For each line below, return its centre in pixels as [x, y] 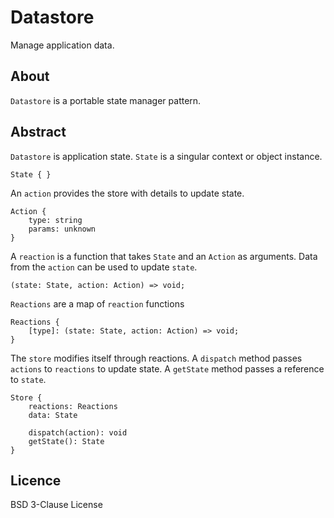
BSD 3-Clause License [56, 505]
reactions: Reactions [73, 406]
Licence [36, 480]
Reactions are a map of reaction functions [97, 303]
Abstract [38, 132]
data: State [53, 415]
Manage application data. [62, 45]
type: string [55, 220]
